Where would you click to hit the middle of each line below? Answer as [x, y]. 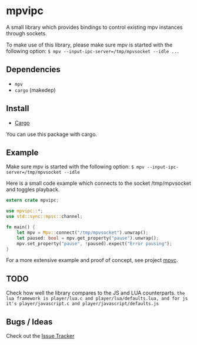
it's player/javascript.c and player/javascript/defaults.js [83, 304]
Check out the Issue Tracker [40, 336]
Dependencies [33, 70]
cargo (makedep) [35, 90]
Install [18, 109]
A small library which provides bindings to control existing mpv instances [94, 27]
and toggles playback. [33, 190]
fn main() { [21, 227]
